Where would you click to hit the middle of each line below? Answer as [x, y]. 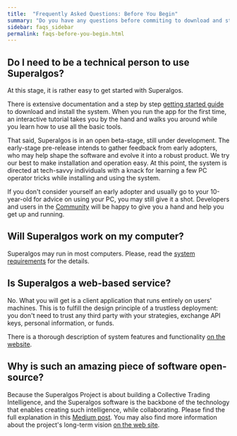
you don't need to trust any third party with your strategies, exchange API [114, 315]
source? [26, 378]
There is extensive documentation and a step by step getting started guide [116, 104]
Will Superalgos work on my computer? [96, 237]
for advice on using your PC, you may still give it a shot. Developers [132, 200]
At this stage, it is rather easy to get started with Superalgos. [95, 91]
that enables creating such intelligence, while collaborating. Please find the [116, 409]
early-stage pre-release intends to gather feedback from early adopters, [113, 148]
